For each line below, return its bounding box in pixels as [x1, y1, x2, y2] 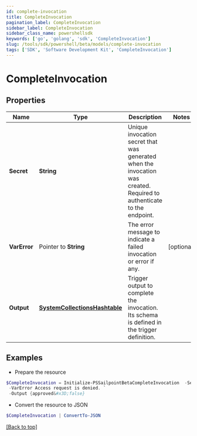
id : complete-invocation [6, 8, 67, 15]
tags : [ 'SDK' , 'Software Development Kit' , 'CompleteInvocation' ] [6, 47, 172, 53]
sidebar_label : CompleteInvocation [6, 25, 93, 31]
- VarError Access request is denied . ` [8, 385, 107, 391]
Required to [128, 189, 160, 197]
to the [128, 203, 144, 212]
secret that [128, 137, 158, 146]
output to [128, 281, 154, 290]
